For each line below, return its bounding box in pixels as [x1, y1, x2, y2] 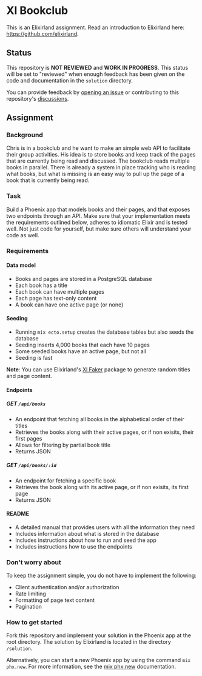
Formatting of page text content [15, 597, 95, 604]
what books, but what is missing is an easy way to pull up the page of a [6, 171, 185, 178]
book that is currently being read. [6, 177, 90, 184]
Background [6, 131, 44, 140]
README [6, 510, 29, 518]
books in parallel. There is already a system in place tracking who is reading [6, 164, 196, 171]
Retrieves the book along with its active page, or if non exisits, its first [15, 483, 189, 490]
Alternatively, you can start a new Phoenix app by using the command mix [6, 657, 191, 664]
